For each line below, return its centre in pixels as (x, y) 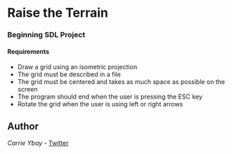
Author (23, 126)
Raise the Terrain (58, 13)
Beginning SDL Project (46, 35)
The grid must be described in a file (69, 74)
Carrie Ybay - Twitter (38, 143)
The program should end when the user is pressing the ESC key (110, 97)
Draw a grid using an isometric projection (77, 67)
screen (27, 90)
